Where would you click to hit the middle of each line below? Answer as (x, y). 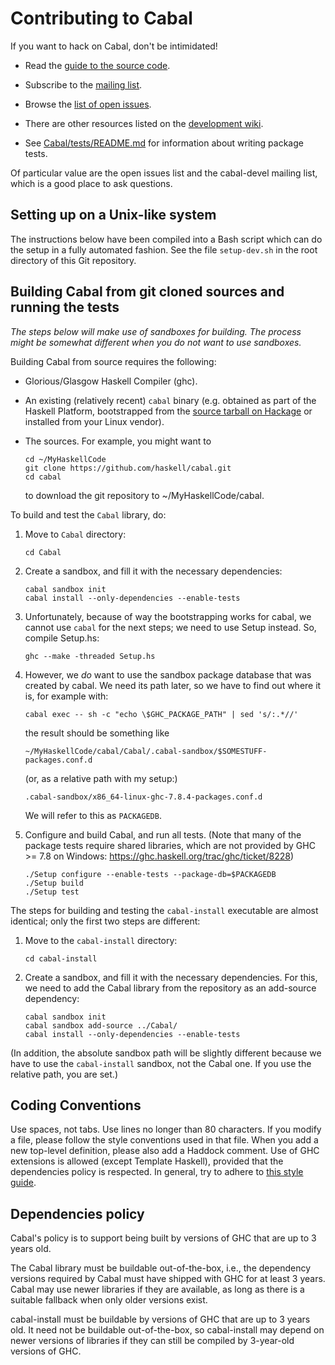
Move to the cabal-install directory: (101, 940)
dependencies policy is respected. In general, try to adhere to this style (157, 1172)
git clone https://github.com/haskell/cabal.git (128, 468)
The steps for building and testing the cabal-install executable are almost (164, 910)
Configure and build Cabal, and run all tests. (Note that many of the (163, 834)
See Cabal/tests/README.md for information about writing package (164, 143)
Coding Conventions (76, 1105)
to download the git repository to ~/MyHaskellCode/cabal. (144, 495)
